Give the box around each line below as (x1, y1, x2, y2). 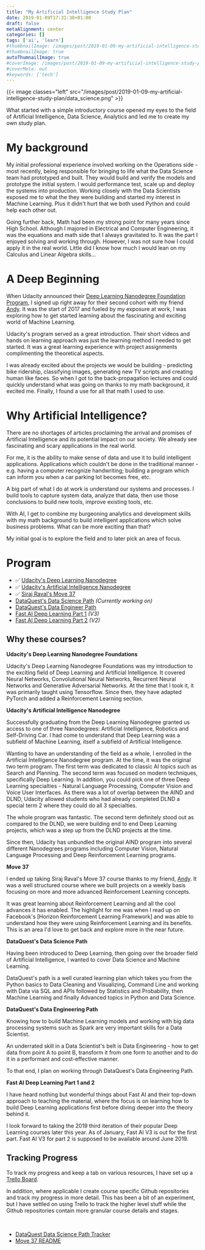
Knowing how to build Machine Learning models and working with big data (6, 1017, 194, 1025)
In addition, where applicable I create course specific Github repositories (6, 1187, 189, 1194)
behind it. (6, 1110, 31, 1117)
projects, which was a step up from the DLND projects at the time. (6, 826, 172, 834)
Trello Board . (6, 1175, 38, 1183)
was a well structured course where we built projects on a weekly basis (6, 881, 186, 889)
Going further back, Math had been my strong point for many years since (6, 218, 190, 226)
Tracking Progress (6, 1153, 78, 1163)
